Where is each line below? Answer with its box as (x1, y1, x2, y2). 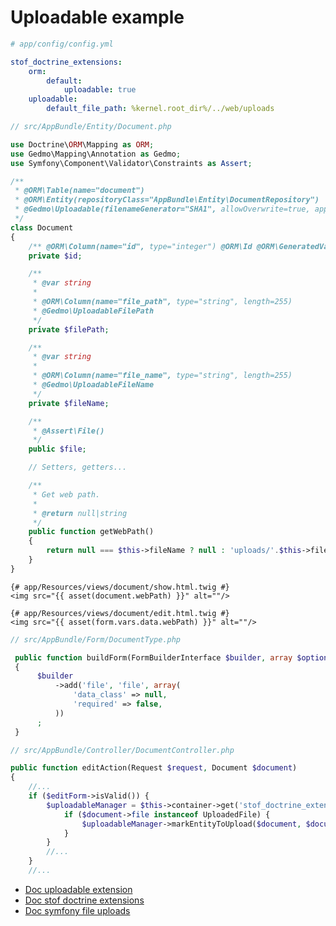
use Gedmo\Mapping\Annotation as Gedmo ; (10, 149, 182, 159)
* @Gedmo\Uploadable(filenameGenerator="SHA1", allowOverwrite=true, (14, 204, 311, 215)
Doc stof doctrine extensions (24, 894, 145, 906)
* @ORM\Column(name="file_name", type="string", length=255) (32, 371, 293, 381)
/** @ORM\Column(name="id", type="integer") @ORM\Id (28, 241, 253, 251)
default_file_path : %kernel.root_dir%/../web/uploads (46, 104, 275, 114)
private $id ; (28, 251, 83, 261)
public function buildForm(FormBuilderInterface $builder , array (14, 652, 293, 663)
